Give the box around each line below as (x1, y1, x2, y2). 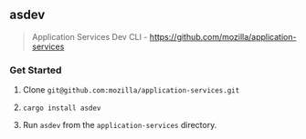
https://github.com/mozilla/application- (149, 31, 297, 42)
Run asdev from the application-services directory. (22, 120, 217, 131)
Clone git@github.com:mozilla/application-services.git (22, 84, 240, 95)
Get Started (9, 64, 62, 76)
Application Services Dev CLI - (31, 31, 148, 42)
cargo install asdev (22, 104, 101, 113)
